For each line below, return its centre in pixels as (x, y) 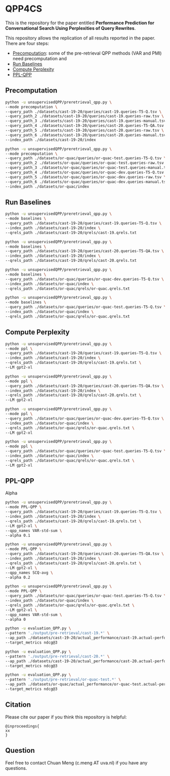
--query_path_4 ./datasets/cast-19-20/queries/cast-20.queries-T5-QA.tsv (85, 126)
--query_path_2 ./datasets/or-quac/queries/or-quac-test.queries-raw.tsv (85, 163)
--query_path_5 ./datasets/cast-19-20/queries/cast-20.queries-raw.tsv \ (85, 130)
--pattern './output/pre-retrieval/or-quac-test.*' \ (63, 680)
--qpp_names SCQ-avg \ (29, 573)
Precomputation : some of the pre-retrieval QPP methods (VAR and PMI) (87, 53)
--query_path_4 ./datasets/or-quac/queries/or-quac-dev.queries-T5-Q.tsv (85, 172)
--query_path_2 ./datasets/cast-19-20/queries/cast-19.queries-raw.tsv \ (85, 116)
